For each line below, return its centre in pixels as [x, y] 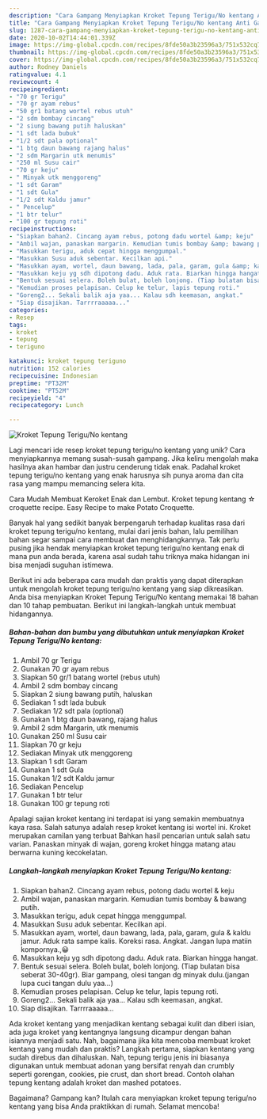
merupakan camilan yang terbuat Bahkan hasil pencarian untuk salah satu [130, 835]
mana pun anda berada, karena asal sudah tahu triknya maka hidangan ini [130, 557]
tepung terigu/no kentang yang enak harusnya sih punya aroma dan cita [126, 475]
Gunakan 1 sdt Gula [52, 770]
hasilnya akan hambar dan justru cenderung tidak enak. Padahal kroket [125, 467]
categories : [29, 310]
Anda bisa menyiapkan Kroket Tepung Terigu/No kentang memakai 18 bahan [134, 597]
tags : [18, 325]
